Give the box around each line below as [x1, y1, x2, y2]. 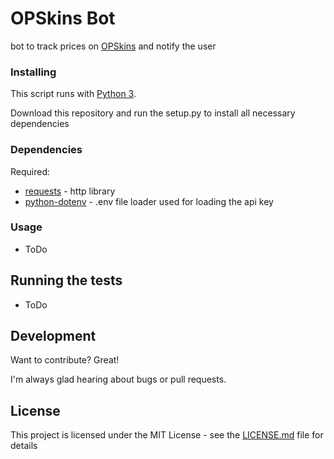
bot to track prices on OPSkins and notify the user [10, 40, 217, 52]
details [10, 440, 38, 452]
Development [10, 328, 97, 345]
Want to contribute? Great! [10, 354, 120, 366]
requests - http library [24, 185, 116, 197]
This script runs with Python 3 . [10, 88, 137, 100]
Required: [10, 165, 51, 177]
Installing [10, 65, 57, 79]
